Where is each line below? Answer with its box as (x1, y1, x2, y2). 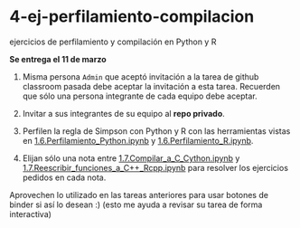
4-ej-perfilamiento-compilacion (9, 6, 255, 27)
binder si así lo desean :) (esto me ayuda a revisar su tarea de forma (9, 199, 263, 210)
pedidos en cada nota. (22, 172, 107, 183)
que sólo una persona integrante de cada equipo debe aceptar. (22, 90, 258, 101)
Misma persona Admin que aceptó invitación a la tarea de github (22, 71, 259, 82)
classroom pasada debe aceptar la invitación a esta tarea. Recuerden (22, 81, 281, 91)
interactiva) (9, 208, 52, 219)
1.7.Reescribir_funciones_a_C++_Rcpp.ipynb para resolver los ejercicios (22, 162, 289, 173)
